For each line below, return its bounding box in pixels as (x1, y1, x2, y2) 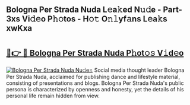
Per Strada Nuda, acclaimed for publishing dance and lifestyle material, (6, 74, 180, 80)
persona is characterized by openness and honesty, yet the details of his (6, 86, 184, 93)
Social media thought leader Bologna (94, 66, 185, 74)
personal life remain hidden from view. (6, 92, 100, 99)
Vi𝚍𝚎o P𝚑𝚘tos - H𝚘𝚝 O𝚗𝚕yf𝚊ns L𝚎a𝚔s (21, 14, 167, 24)
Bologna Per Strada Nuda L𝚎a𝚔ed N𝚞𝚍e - (6, 5, 161, 15)
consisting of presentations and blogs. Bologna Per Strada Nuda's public (6, 79, 184, 87)
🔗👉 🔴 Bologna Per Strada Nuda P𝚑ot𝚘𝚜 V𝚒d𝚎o (6, 47, 184, 58)
